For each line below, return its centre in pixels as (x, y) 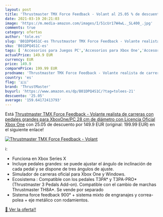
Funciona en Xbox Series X (39, 158)
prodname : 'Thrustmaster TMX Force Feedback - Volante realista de (75, 73)
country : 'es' (19, 78)
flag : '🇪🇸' (17, 82)
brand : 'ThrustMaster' (28, 87)
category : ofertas (24, 32)
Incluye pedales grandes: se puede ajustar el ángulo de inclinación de (82, 164)
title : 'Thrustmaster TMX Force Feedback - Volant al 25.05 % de (72, 14)
